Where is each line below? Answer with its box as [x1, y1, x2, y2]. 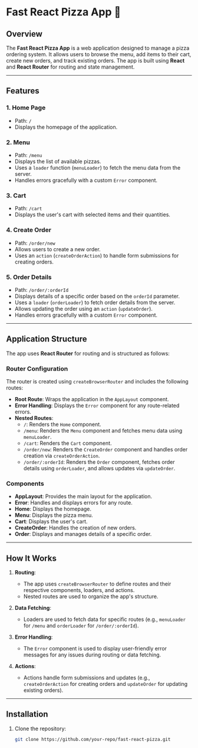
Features [6, 86, 39, 96]
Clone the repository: [14, 725, 67, 732]
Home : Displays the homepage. [14, 505, 92, 513]
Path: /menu [14, 151, 42, 158]
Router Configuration [6, 365, 68, 373]
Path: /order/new [14, 239, 56, 246]
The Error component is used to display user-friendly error [23, 645, 167, 652]
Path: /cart [14, 205, 42, 212]
